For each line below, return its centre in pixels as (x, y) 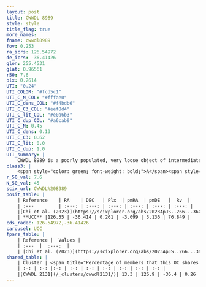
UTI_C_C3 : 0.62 (26, 138)
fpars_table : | (26, 234)
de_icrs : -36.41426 (31, 58)
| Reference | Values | (49, 240)
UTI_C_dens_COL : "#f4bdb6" (41, 103)
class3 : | (19, 166)
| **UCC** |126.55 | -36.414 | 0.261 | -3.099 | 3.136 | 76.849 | (104, 217)
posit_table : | (26, 194)
